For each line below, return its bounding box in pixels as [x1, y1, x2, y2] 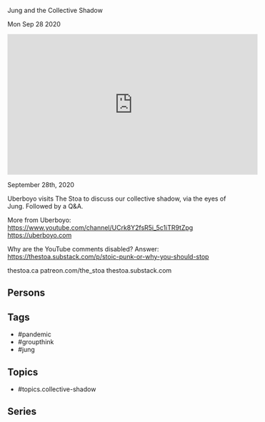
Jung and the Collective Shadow [7, 6, 104, 14]
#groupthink [17, 338, 54, 346]
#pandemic [17, 330, 51, 338]
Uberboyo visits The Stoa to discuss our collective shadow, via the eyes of [7, 194, 226, 203]
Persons [7, 287, 45, 299]
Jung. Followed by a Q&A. [7, 202, 84, 210]
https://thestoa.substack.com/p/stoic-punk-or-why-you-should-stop [7, 253, 209, 261]
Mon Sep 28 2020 [7, 20, 61, 28]
